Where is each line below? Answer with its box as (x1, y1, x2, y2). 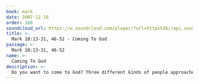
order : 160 (6, 20, 33, 25)
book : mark (6, 8, 33, 15)
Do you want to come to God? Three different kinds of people (11, 69, 168, 75)
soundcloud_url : (6, 25, 46, 31)
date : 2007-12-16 (6, 14, 49, 20)
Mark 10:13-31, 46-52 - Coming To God (11, 36, 108, 42)
